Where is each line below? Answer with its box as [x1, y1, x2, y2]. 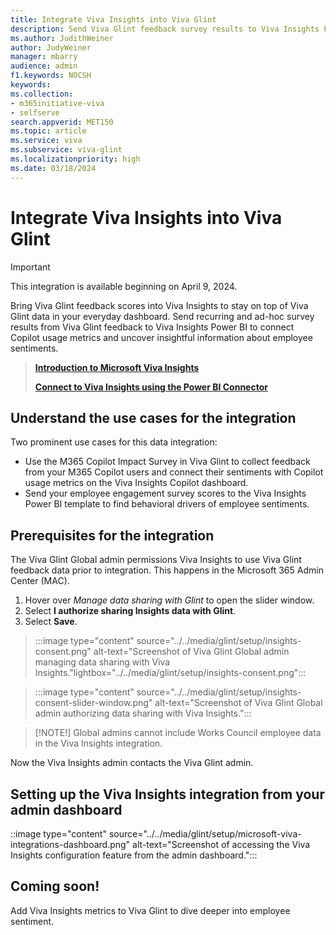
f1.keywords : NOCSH [10, 71, 92, 81]
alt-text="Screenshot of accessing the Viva [132, 839, 311, 850]
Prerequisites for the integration [10, 527, 215, 544]
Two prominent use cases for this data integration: [10, 436, 218, 448]
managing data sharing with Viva [34, 656, 171, 668]
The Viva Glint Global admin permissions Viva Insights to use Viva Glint [10, 554, 302, 566]
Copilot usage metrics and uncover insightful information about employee [10, 331, 313, 343]
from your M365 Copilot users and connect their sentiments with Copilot [24, 466, 324, 478]
